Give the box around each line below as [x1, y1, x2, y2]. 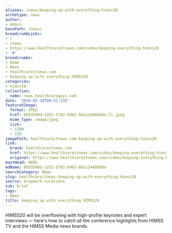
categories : [5, 79, 31, 84]
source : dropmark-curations [5, 179, 66, 184]
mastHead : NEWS [5, 160, 38, 165]
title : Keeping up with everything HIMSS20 [5, 198, 100, 203]
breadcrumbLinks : [5, 31, 42, 36]
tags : [5, 188, 17, 194]
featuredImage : [5, 103, 38, 108]
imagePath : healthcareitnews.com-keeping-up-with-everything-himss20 [5, 136, 157, 141]
